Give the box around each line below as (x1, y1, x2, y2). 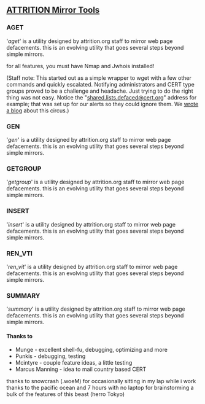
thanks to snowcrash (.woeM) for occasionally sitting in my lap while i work (6, 378, 196, 385)
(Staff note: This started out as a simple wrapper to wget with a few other (6, 74, 191, 82)
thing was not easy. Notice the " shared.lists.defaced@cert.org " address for (6, 93, 197, 101)
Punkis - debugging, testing (15, 352, 86, 360)
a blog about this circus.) (6, 107, 69, 114)
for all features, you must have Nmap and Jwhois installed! (6, 62, 155, 69)
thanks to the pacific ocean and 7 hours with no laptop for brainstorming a (6, 384, 195, 392)
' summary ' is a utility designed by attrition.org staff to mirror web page (6, 305, 185, 313)
